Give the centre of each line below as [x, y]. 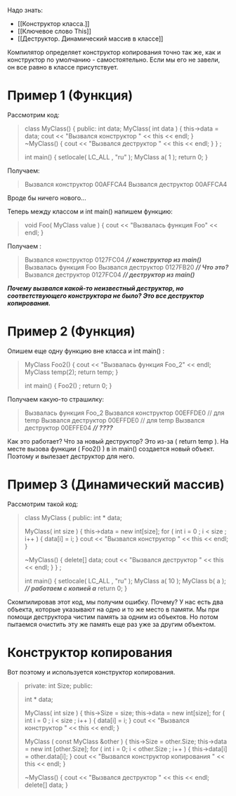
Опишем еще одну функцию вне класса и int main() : [86, 351]
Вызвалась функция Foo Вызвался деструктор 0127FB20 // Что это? [126, 267]
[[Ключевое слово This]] [54, 31]
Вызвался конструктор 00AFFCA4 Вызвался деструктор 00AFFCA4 [126, 184]
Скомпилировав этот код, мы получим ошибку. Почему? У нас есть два [115, 602]
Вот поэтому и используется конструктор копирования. [91, 672]
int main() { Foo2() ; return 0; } [68, 385]
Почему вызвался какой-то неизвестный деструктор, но [96, 288]
